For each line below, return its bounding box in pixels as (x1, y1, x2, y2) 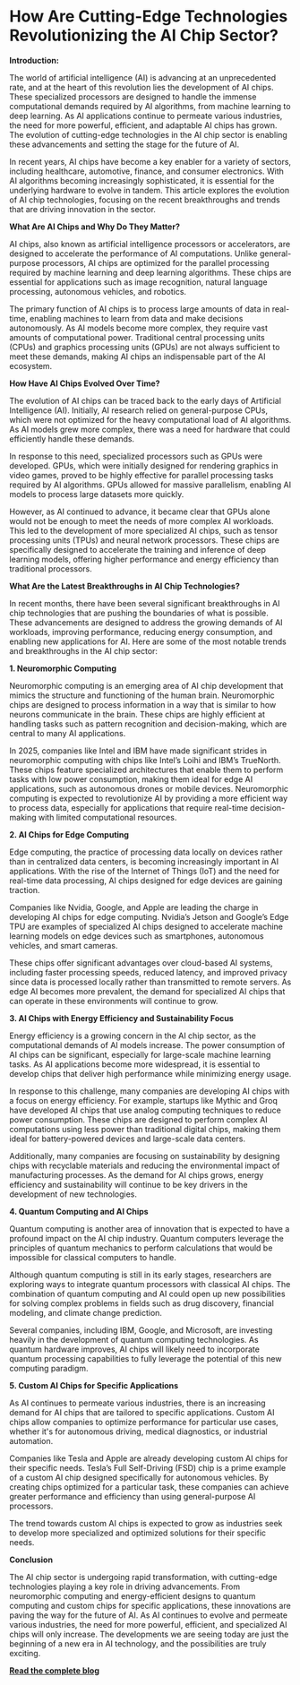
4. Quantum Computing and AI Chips (9, 1206, 150, 1216)
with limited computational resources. (38, 812, 177, 822)
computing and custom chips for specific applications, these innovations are (9, 1600, 291, 1611)
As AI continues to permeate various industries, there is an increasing (9, 1397, 266, 1408)
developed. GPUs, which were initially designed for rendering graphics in (9, 460, 279, 471)
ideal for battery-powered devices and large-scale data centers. (9, 1133, 246, 1144)
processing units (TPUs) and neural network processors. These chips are (9, 535, 280, 546)
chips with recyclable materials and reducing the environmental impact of (9, 1160, 280, 1171)
